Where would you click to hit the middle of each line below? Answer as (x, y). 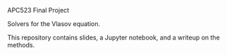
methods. (21, 45)
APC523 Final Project (38, 10)
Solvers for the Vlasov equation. (54, 24)
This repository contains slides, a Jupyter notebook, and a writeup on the (114, 37)
